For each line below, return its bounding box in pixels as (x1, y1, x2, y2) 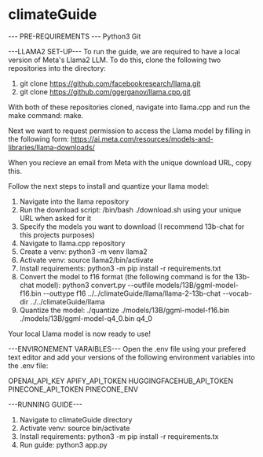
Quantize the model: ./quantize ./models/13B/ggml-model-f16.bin (19, 305, 230, 315)
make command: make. (8, 110, 84, 120)
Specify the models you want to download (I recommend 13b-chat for (19, 222, 245, 231)
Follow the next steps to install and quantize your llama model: (8, 181, 210, 190)
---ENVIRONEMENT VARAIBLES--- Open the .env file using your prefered (8, 344, 247, 353)
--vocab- (222, 289, 253, 298)
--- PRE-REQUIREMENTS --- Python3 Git (8, 31, 141, 41)
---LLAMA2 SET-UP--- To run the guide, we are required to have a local (8, 46, 241, 56)
